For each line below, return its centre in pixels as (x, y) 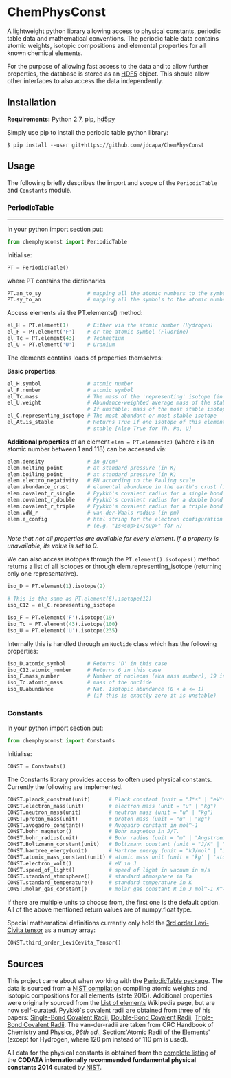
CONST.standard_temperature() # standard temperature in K (100, 883)
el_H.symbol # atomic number (70, 384)
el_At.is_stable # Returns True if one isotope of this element (117, 422)
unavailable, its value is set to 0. (53, 546)
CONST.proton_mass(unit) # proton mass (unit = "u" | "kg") (109, 819)
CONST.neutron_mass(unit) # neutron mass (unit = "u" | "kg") (110, 812)
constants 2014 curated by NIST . (54, 1067)
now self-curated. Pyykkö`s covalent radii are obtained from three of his (109, 1010)
